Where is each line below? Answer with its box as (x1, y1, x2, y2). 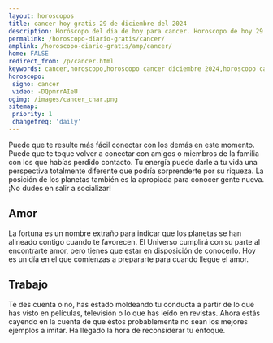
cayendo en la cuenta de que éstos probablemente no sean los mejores (8, 316, 248, 326)
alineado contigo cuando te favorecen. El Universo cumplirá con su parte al (8, 237, 261, 246)
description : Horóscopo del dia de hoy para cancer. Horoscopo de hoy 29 (8, 27, 264, 35)
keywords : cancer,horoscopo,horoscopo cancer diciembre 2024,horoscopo (8, 65, 256, 73)
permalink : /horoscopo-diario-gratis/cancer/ (8, 34, 165, 43)
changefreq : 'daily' (11, 118, 82, 126)
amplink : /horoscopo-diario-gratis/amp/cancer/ (8, 42, 173, 50)
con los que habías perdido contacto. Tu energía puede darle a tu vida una (8, 157, 258, 167)
